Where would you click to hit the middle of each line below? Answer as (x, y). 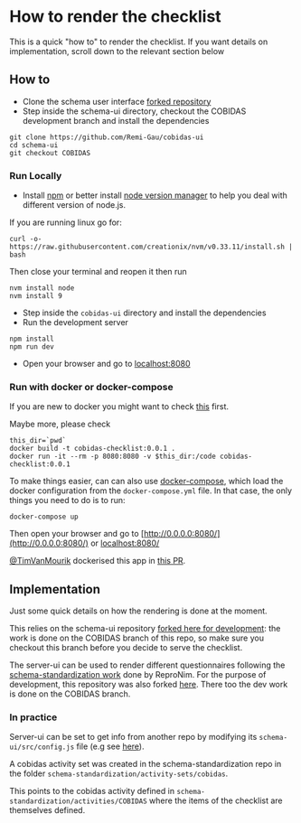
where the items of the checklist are (216, 800)
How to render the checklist (115, 17)
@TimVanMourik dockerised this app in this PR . (98, 561)
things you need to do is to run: (67, 500)
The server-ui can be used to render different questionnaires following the (147, 665)
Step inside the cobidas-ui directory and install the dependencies (144, 313)
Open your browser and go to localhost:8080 (107, 364)
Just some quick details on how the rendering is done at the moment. (139, 611)
